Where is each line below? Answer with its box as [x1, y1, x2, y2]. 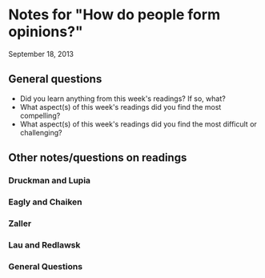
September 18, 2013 [8, 49, 74, 58]
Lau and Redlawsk [8, 239, 81, 250]
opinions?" [8, 22, 83, 41]
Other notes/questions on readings [8, 151, 187, 165]
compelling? [19, 111, 61, 120]
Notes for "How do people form [8, 6, 221, 24]
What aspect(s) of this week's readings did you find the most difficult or [19, 119, 258, 129]
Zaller [8, 218, 32, 229]
